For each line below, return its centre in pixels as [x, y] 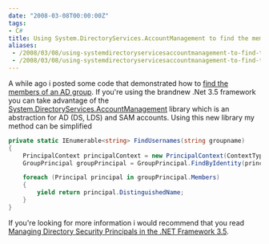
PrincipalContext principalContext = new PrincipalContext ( [125, 156]
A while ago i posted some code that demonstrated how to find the [118, 83]
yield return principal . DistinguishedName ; [110, 193]
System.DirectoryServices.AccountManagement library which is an [119, 108]
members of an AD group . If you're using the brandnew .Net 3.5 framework [132, 91]
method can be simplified [50, 126]
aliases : [23, 46]
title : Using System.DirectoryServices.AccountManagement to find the [128, 38]
